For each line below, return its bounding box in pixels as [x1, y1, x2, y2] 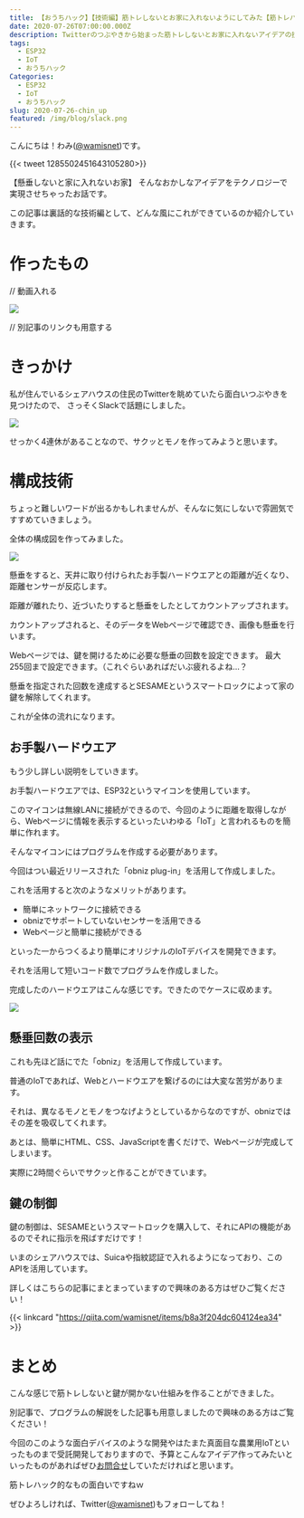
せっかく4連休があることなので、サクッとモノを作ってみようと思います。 [9, 436, 282, 446]
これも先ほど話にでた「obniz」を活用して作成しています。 [9, 1055, 228, 1066]
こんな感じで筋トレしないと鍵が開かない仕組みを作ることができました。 [9, 1388, 279, 1399]
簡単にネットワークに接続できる [22, 903, 142, 914]
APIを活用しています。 [9, 1264, 93, 1275]
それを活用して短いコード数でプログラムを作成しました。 [9, 965, 223, 976]
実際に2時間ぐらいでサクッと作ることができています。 [9, 1167, 212, 1178]
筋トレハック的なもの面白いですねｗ [9, 1479, 145, 1490]
